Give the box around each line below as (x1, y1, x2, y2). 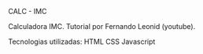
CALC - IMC (8, 7, 47, 16)
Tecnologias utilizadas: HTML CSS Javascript (8, 37, 156, 46)
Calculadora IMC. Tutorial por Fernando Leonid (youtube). (8, 22, 196, 31)
